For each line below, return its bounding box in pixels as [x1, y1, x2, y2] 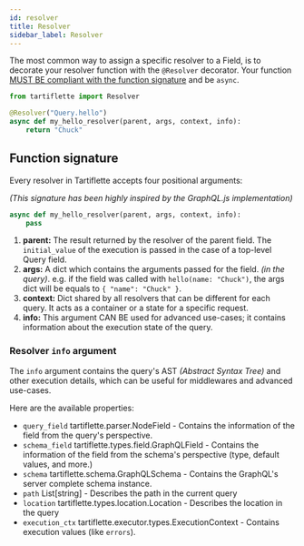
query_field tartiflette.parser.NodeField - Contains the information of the [22, 420, 295, 430]
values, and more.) [22, 459, 93, 470]
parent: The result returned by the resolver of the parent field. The [22, 235, 272, 246]
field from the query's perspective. [22, 430, 152, 440]
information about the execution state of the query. [22, 322, 213, 333]
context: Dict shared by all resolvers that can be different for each [22, 293, 270, 304]
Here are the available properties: [9, 402, 134, 413]
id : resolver [9, 13, 59, 23]
